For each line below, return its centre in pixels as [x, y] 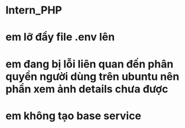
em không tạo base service [73, 116]
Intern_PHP [34, 10]
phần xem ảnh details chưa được [87, 89]
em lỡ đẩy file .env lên [60, 37]
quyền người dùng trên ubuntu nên [92, 76]
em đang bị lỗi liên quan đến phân [90, 64]
